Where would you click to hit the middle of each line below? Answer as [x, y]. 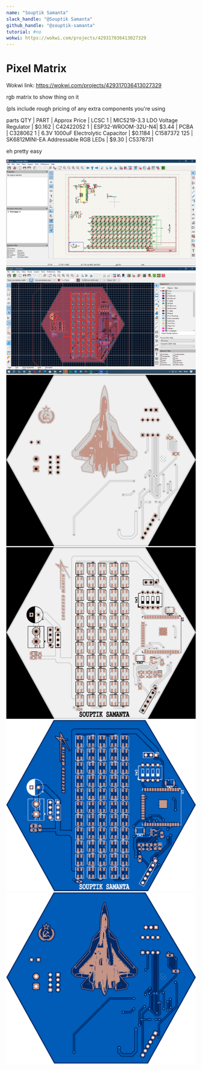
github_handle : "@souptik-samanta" [51, 25]
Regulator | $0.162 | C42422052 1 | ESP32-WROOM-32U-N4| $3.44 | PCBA [100, 127]
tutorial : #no [24, 32]
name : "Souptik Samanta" [37, 13]
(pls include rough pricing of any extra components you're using [86, 109]
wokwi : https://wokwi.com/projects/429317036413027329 [76, 38]
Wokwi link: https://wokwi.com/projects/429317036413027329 [84, 86]
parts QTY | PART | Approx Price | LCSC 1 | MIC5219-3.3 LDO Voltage [92, 120]
